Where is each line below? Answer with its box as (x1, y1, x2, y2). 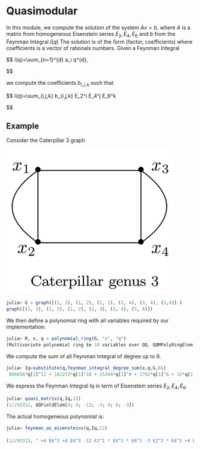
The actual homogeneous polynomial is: (6, 413, 104, 420)
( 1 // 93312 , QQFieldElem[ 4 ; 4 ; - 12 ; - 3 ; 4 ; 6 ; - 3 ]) (6, 402, 135, 408)
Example (6, 121, 39, 131)
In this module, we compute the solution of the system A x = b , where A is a (6, 24, 190, 31)
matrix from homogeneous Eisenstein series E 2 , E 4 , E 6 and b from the (6, 30, 176, 39)
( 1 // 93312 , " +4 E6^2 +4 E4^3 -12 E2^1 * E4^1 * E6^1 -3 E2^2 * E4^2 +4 (6, 438, 190, 444)
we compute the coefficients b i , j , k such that (6, 79, 114, 88)
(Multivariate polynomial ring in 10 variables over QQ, (6, 342, 151, 347)
